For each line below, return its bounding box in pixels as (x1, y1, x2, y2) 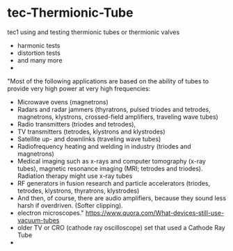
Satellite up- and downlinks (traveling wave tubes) (17, 134, 161, 143)
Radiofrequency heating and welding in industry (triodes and (17, 142, 191, 150)
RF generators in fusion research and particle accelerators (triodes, (17, 179, 211, 187)
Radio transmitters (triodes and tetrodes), (17, 120, 136, 128)
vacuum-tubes (17, 216, 60, 224)
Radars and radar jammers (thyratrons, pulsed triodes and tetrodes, (17, 105, 211, 113)
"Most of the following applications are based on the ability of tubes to (7, 76, 209, 85)
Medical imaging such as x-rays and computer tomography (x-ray (17, 156, 207, 165)
